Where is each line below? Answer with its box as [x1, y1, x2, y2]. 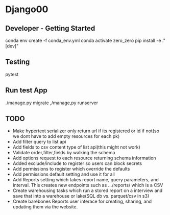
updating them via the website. [12, 204, 78, 210]
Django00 [5, 4, 48, 15]
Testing [5, 58, 30, 66]
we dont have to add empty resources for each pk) [12, 133, 120, 139]
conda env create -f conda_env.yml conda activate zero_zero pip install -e [5, 37, 161, 43]
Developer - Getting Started [5, 24, 95, 33]
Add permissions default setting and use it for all [12, 171, 115, 177]
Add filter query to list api [12, 139, 66, 145]
